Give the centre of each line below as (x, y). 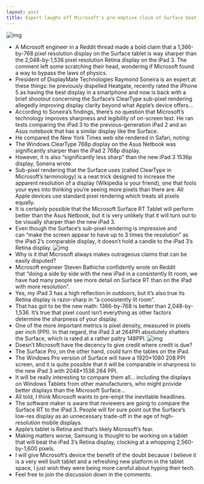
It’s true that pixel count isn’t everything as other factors (101, 312)
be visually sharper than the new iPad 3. (65, 222)
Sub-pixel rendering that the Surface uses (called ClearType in (93, 170)
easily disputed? (36, 260)
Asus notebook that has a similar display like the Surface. (87, 131)
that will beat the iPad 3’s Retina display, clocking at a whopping (95, 442)
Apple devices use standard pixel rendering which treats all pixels (97, 196)
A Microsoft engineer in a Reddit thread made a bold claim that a (96, 47)
